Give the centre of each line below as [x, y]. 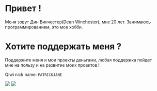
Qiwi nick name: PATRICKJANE [33, 74]
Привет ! [23, 8]
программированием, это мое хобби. [44, 27]
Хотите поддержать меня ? [63, 47]
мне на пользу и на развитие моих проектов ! [52, 65]
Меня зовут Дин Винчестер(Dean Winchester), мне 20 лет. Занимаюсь [78, 22]
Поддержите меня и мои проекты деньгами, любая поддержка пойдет [78, 60]
